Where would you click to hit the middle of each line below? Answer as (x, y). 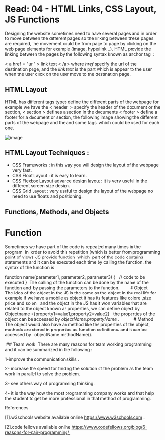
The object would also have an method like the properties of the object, (78, 324)
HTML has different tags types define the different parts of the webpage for (82, 102)
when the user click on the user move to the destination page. (68, 74)
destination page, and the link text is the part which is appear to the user (79, 69)
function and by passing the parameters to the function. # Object (76, 288)
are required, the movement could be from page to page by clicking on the (81, 43)
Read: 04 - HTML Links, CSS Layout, (81, 9)
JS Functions (33, 19)
